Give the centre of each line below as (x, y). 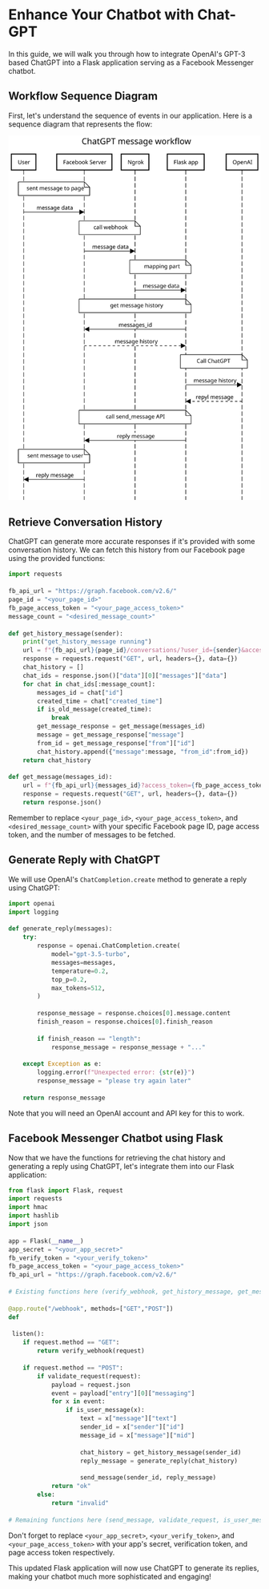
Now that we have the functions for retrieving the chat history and (117, 1157)
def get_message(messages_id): (60, 777)
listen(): (28, 1334)
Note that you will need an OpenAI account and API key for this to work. (126, 1113)
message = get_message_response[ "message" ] (110, 735)
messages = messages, (83, 962)
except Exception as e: (62, 1064)
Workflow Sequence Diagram (83, 97)
